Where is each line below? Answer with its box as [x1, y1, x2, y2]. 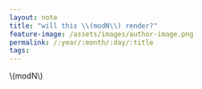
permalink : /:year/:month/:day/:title [9, 37, 154, 47]
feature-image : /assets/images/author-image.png [9, 29, 194, 38]
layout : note [9, 12, 58, 22]
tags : [9, 46, 29, 55]
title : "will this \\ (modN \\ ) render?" [9, 21, 158, 30]
